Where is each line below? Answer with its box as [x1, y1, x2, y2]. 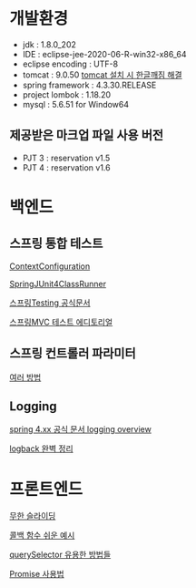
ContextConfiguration [9, 261, 91, 272]
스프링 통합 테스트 [9, 236, 103, 252]
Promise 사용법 [9, 569, 65, 580]
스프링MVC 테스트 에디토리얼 [9, 316, 113, 327]
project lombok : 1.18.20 [22, 88, 112, 100]
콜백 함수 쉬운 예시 [9, 530, 75, 541]
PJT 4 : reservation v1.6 [22, 161, 111, 173]
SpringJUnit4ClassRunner [9, 278, 107, 289]
